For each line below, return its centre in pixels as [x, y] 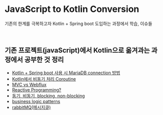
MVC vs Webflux [29, 84]
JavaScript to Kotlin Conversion [72, 9]
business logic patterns [36, 101]
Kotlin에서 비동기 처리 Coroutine [44, 79]
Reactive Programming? [36, 90]
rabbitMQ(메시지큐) [31, 107]
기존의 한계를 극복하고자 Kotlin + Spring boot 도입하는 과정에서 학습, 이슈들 [78, 23]
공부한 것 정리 [44, 60]
